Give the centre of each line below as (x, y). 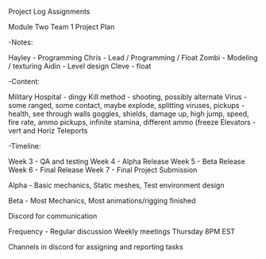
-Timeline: (25, 146)
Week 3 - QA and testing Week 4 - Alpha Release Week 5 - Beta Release (127, 161)
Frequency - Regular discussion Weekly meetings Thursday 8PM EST (122, 231)
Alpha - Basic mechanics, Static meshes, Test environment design (116, 185)
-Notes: (21, 42)
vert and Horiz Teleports (48, 131)
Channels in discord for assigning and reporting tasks (96, 247)
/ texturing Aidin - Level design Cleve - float (80, 66)
